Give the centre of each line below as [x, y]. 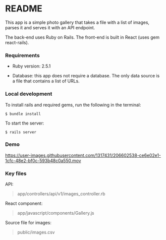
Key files [16, 173]
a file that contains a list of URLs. [46, 81]
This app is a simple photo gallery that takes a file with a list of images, [77, 22]
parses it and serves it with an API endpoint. [50, 27]
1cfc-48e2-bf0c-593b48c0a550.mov [43, 160]
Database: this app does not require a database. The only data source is [86, 76]
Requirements [23, 55]
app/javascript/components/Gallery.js [55, 213]
